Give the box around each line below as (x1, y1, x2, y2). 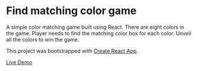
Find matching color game (6, 4, 137, 18)
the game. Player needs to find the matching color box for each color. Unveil (6, 29, 192, 36)
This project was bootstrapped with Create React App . (6, 47, 139, 54)
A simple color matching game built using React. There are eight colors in (6, 23, 185, 31)
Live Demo (6, 59, 32, 66)
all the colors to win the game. (6, 36, 80, 43)
